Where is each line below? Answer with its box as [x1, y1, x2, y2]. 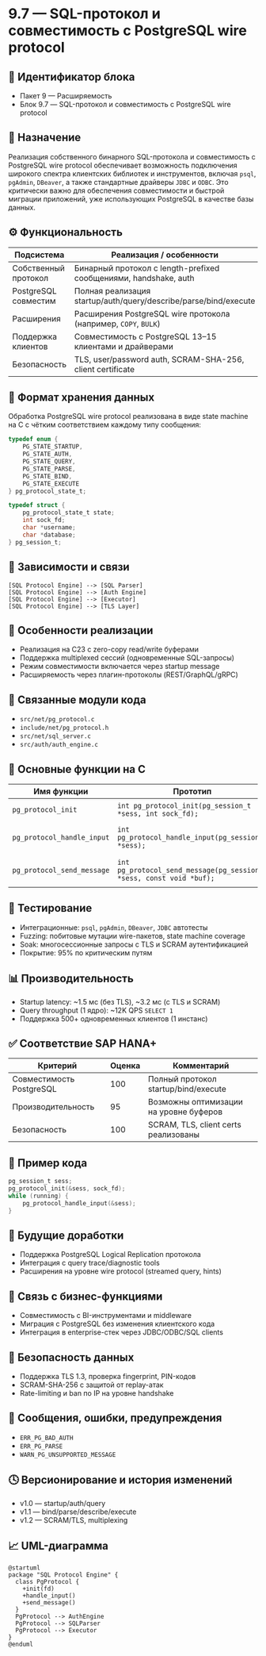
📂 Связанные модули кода [8, 693, 146, 706]
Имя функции [33, 786, 89, 797]
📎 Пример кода [8, 1156, 88, 1170]
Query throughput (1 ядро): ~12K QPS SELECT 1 [19, 1005, 173, 1015]
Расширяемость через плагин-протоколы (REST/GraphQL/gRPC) [19, 670, 239, 679]
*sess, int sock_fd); [117, 809, 199, 818]
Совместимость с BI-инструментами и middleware [19, 1311, 192, 1320]
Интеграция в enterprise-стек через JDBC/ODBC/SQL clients [19, 1327, 224, 1337]
